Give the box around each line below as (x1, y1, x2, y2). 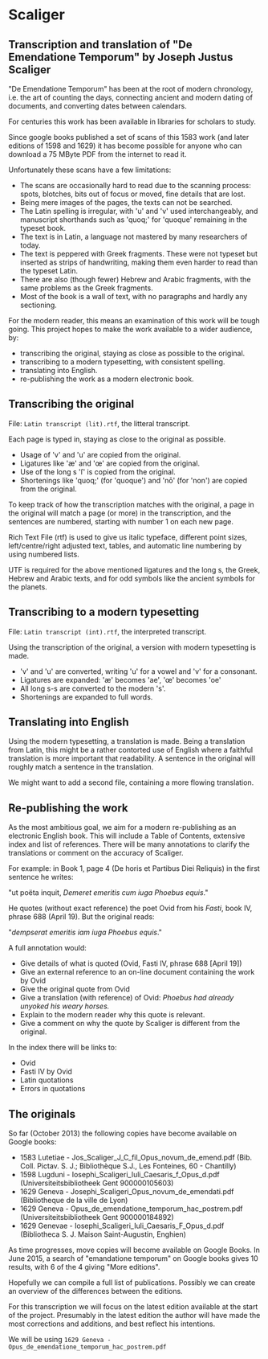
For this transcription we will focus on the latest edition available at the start (8, 1302, 258, 1312)
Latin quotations (19, 1075, 74, 1085)
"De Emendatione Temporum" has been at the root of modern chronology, (8, 84, 254, 93)
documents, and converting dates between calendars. (8, 101, 187, 110)
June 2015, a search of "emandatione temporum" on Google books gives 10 (8, 1254, 258, 1263)
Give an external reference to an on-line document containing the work (19, 967, 255, 977)
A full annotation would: (8, 943, 87, 953)
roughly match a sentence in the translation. (8, 762, 154, 772)
